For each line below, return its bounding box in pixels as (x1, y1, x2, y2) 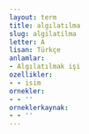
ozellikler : (9, 71, 53, 79)
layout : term (9, 12, 57, 22)
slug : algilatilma (9, 29, 77, 38)
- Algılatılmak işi (9, 63, 81, 71)
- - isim (9, 78, 41, 87)
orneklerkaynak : (9, 103, 69, 112)
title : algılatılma (9, 21, 81, 30)
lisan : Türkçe (9, 46, 62, 55)
